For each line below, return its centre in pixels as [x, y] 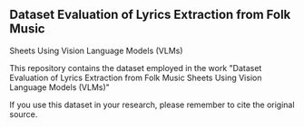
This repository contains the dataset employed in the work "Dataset [136, 68]
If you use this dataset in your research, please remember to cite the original [152, 104]
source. [24, 114]
